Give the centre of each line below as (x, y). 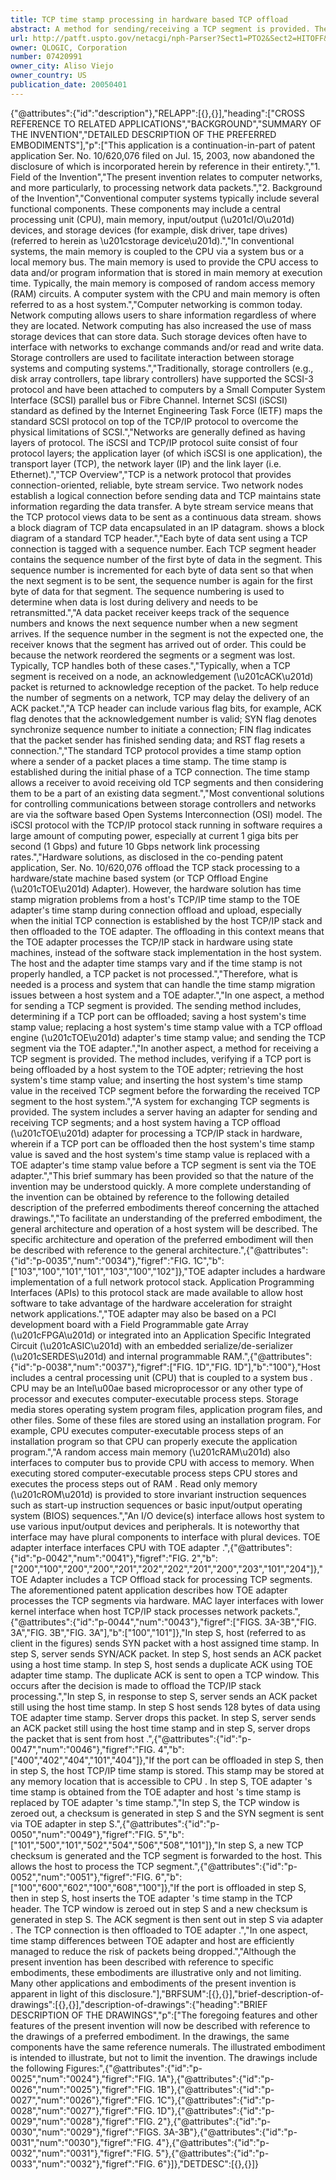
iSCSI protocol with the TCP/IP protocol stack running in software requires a (166, 825)
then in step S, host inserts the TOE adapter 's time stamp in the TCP (151, 1898)
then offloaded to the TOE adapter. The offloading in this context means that (167, 931)
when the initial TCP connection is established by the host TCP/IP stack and (166, 920)
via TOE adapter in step (58, 1823)
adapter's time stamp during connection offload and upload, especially (156, 910)
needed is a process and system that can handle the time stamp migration (163, 984)
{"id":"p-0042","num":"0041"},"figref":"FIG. (100, 1558)
